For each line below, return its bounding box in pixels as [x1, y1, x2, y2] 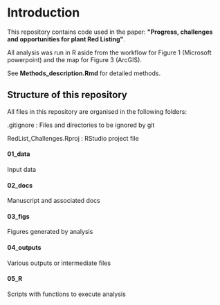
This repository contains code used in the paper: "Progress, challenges [7, 28, 213, 36]
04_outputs [7, 243, 42, 251]
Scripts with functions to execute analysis [7, 290, 126, 298]
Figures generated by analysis [7, 228, 93, 236]
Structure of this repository [7, 89, 128, 101]
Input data [7, 165, 37, 173]
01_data [7, 150, 30, 158]
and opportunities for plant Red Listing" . [7, 35, 126, 43]
